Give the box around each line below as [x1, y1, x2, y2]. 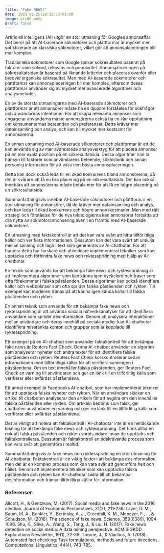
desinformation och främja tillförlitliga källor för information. [5, 477, 125, 483]
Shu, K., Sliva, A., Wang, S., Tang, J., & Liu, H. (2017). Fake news [17, 521, 146, 527]
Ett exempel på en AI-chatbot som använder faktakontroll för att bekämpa [5, 339, 154, 345]
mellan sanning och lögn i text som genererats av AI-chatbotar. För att [5, 242, 146, 248]
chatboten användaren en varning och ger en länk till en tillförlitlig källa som [5, 406, 158, 412]
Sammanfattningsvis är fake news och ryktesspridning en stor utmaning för [5, 451, 157, 457]
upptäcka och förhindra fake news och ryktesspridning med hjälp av [5, 253, 143, 259]
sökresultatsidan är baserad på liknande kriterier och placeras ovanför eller [5, 70, 157, 76]
